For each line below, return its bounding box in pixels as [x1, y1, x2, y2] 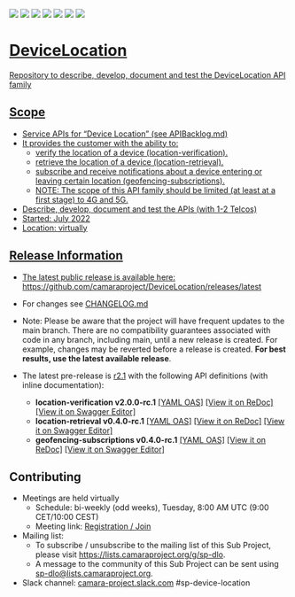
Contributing [9, 469, 82, 485]
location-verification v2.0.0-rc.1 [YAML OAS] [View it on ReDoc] [35, 397, 274, 407]
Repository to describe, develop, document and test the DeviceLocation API [9, 69, 286, 80]
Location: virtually [21, 222, 88, 233]
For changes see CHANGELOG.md [21, 298, 149, 309]
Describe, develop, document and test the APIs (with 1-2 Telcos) [21, 204, 258, 214]
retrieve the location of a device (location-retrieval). [35, 156, 224, 167]
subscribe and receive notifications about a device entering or [35, 166, 263, 176]
